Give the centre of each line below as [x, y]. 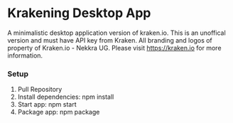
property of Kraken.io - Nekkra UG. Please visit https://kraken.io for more [114, 48]
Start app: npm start [47, 105]
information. [25, 55]
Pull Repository [40, 90]
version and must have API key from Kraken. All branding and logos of [110, 40]
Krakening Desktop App [79, 13]
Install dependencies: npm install [66, 97]
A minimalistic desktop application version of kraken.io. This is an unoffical [116, 33]
